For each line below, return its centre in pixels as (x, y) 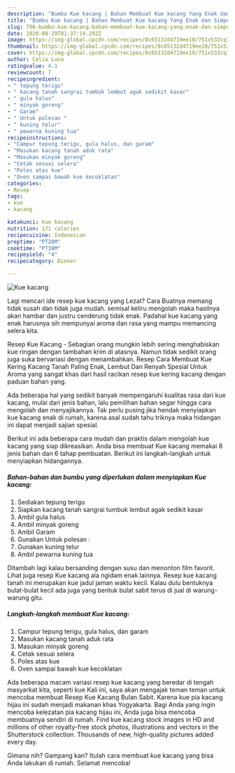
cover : (17, 53)
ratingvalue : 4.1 (33, 66)
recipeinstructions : (37, 137)
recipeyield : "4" (33, 255)
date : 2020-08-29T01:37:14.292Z (54, 33)
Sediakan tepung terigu (51, 502)
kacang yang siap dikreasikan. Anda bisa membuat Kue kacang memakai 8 (115, 446)
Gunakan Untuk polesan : (54, 539)
